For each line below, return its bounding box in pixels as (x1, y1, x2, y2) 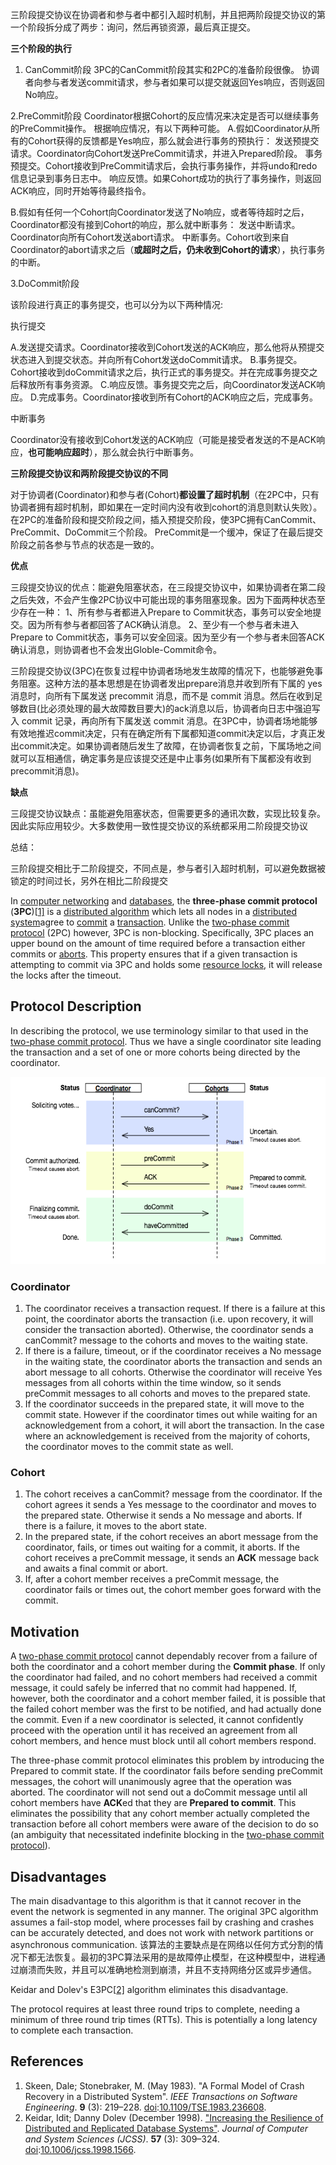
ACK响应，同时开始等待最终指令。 (10, 185, 152, 197)
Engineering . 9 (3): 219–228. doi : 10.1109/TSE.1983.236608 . (24, 2101, 267, 2113)
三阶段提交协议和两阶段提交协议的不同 (10, 468, 168, 479)
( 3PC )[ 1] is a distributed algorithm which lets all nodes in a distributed (10, 906, 298, 917)
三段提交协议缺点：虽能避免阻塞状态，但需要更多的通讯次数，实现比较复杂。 (10, 808, 326, 819)
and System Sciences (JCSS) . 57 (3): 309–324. (24, 2133, 220, 2145)
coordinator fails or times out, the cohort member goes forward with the (24, 1584, 322, 1596)
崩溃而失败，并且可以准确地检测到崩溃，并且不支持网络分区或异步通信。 (18, 1964, 317, 1976)
